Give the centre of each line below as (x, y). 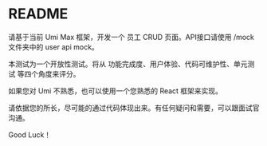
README (38, 14)
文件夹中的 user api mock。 (54, 47)
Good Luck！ (30, 134)
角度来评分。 (59, 73)
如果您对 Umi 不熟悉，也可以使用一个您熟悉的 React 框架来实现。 (116, 91)
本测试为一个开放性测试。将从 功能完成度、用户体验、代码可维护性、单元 (128, 64)
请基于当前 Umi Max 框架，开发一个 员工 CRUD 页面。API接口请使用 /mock (132, 37)
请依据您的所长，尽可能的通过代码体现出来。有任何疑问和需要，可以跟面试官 (134, 108)
